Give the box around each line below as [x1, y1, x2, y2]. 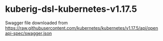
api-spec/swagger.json [5, 30, 52, 36]
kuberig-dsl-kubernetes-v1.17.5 [5, 3, 137, 15]
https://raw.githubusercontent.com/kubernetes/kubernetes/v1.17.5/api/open [5, 25, 159, 31]
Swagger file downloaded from [5, 20, 68, 26]
